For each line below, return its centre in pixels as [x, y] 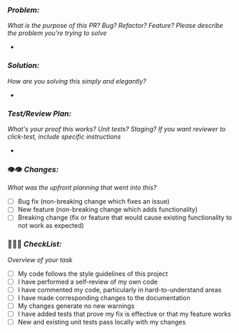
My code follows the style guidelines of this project [93, 274]
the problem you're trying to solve [57, 33]
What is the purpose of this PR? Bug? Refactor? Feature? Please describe [115, 26]
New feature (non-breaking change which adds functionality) [108, 209]
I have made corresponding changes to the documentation [104, 297]
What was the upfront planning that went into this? [82, 188]
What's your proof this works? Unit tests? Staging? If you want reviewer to [117, 129]
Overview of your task [40, 259]
